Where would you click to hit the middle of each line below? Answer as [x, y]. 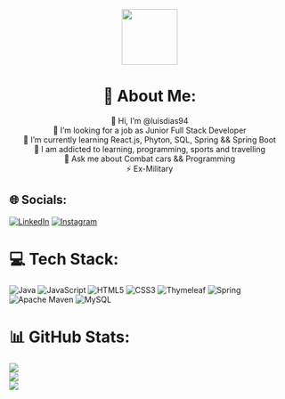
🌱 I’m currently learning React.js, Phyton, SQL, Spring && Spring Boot [150, 139]
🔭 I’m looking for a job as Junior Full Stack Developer [150, 130]
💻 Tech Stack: [64, 259]
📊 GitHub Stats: [70, 337]
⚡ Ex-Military [150, 168]
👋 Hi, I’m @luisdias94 [150, 120]
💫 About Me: [150, 96]
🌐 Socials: [38, 200]
